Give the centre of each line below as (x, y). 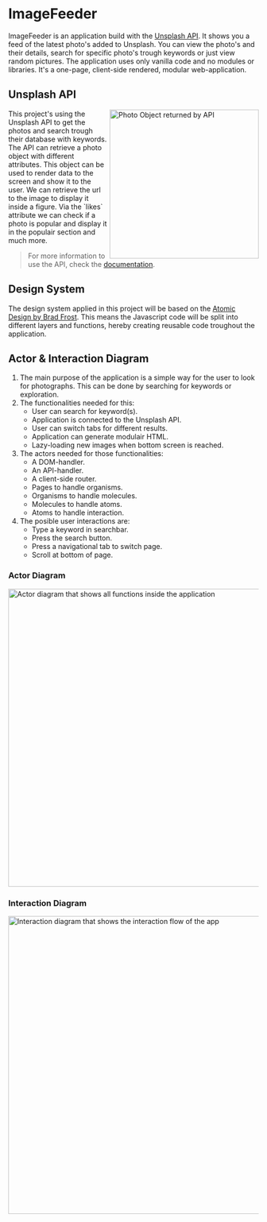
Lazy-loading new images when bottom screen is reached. (128, 445)
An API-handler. (58, 470)
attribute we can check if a (52, 215)
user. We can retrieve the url (54, 189)
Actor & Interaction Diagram (79, 358)
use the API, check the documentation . (91, 264)
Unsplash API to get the (47, 122)
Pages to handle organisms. (77, 487)
